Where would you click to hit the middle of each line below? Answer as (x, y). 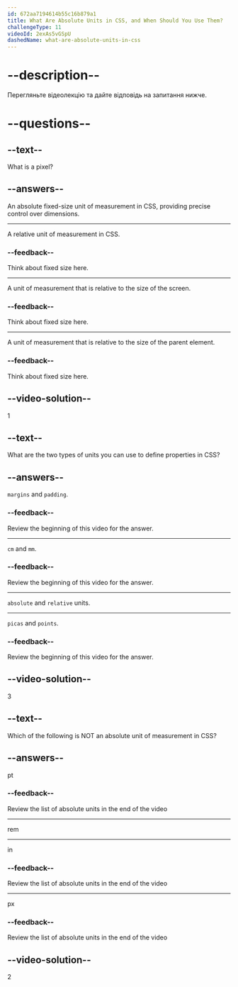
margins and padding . (38, 494)
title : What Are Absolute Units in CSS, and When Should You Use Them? (115, 21)
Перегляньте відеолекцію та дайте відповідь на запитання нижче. (107, 95)
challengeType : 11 (34, 27)
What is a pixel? (30, 167)
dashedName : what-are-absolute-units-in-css (74, 40)
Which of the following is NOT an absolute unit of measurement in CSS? (112, 735)
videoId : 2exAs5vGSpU (39, 34)
